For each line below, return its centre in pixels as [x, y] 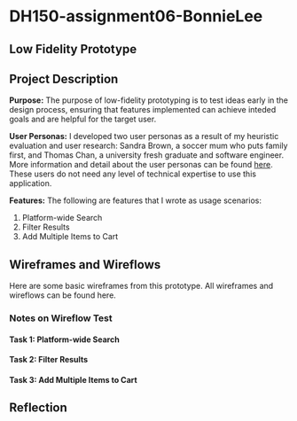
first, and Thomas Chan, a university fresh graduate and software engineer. [147, 155]
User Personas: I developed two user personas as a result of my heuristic [144, 136]
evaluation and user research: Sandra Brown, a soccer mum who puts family [148, 146]
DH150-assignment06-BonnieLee [136, 16]
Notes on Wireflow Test [61, 318]
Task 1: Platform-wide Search [64, 339]
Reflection [39, 408]
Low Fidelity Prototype [73, 49]
